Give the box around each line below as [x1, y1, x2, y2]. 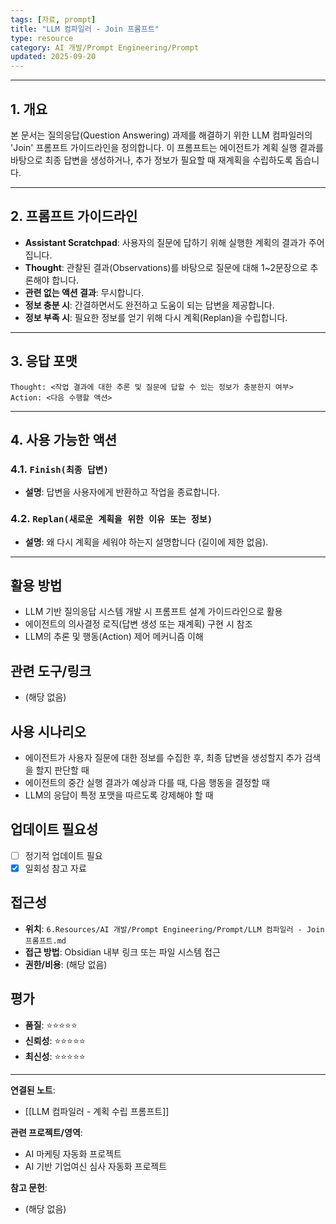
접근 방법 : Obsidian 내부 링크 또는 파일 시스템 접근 [24, 946, 221, 958]
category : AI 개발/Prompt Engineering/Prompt [10, 42, 200, 53]
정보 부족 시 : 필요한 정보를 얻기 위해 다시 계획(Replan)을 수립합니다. [24, 311, 288, 323]
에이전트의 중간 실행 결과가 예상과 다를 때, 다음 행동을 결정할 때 [24, 776, 270, 788]
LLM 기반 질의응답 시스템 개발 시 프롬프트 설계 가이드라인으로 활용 [24, 606, 283, 618]
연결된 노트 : [10, 1084, 56, 1096]
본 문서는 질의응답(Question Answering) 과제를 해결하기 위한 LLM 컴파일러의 [10, 129, 313, 141]
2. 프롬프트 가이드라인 [10, 208, 138, 225]
